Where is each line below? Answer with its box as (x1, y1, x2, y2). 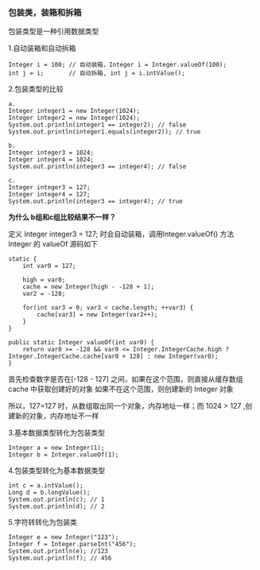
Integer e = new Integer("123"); (8, 533, 119, 541)
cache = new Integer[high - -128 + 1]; (22, 283, 155, 291)
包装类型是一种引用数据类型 (8, 26, 99, 37)
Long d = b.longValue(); (8, 489, 91, 497)
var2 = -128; (22, 290, 66, 298)
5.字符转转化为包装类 (8, 518, 77, 527)
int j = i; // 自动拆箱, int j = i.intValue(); (8, 69, 185, 77)
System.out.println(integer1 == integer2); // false (8, 121, 187, 129)
